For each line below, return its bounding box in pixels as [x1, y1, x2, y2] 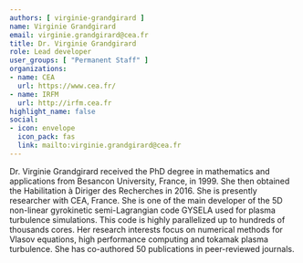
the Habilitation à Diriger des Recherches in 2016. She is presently [9, 184, 257, 196]
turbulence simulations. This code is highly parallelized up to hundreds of [9, 214, 286, 225]
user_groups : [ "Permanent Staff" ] [9, 56, 149, 65]
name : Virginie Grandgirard [9, 22, 117, 31]
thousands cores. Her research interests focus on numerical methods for [9, 224, 283, 235]
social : [9, 115, 39, 124]
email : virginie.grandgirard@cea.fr [9, 30, 149, 39]
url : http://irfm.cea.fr [17, 98, 112, 108]
